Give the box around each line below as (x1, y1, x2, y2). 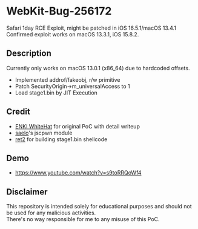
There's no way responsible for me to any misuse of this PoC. (6, 216, 160, 223)
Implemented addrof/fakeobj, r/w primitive (15, 76, 120, 83)
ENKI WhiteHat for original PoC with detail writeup (15, 122, 140, 130)
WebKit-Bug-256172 (6, 4, 112, 18)
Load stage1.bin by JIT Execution (15, 89, 98, 96)
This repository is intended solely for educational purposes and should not (6, 203, 192, 210)
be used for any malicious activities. (6, 209, 96, 216)
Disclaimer (6, 187, 48, 197)
